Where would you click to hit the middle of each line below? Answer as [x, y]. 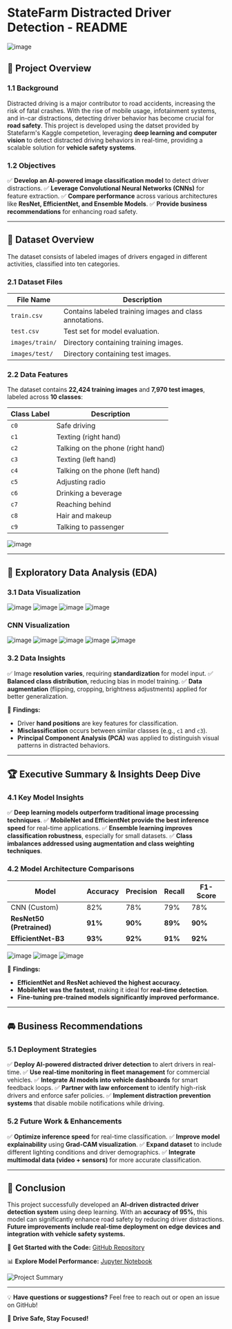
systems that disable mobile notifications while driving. [86, 1103]
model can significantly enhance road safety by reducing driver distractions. [116, 1220]
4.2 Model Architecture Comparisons [71, 869]
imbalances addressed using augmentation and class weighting [101, 844]
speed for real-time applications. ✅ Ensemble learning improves [100, 828]
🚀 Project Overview [49, 68]
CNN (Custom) [35, 907]
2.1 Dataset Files [35, 282]
